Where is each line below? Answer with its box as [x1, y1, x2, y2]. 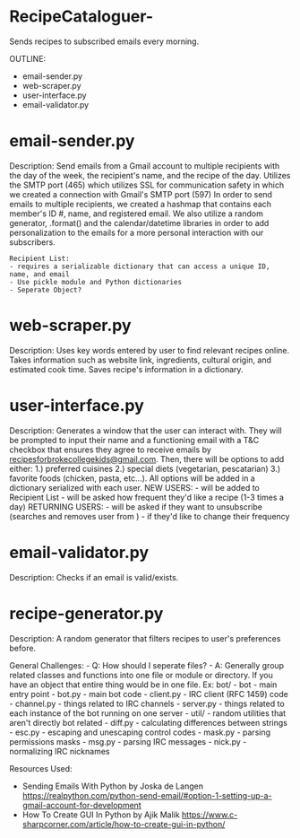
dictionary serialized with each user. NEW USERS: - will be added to [9, 482, 260, 493]
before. [9, 642, 37, 653]
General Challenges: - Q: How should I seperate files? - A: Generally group [9, 659, 285, 670]
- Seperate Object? [9, 285, 82, 294]
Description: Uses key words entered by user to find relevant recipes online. [9, 345, 290, 355]
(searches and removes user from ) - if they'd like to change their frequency [9, 511, 290, 521]
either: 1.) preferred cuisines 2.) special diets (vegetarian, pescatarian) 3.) [9, 463, 281, 474]
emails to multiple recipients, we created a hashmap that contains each [9, 198, 271, 209]
